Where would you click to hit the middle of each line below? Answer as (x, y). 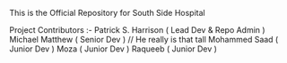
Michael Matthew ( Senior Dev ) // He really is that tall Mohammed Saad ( (144, 39)
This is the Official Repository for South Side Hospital (107, 13)
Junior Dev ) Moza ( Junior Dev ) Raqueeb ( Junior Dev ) (113, 49)
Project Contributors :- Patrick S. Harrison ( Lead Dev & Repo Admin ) (138, 30)
